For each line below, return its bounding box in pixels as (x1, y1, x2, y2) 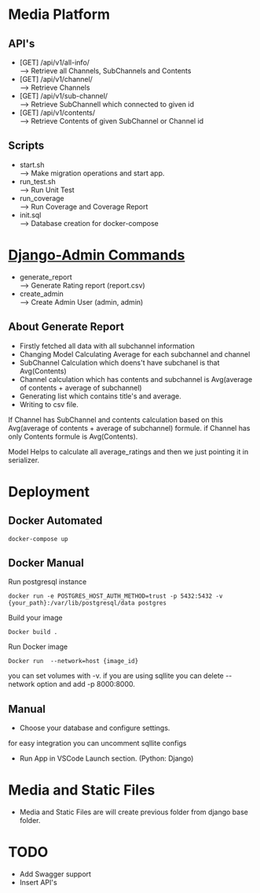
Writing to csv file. (19, 399, 79, 409)
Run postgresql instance (8, 577, 87, 587)
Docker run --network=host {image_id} (8, 658, 139, 665)
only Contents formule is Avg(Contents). (8, 432, 138, 441)
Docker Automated (8, 514, 103, 528)
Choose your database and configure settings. (19, 723, 170, 733)
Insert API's (19, 878, 57, 887)
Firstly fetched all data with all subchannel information (19, 341, 195, 350)
